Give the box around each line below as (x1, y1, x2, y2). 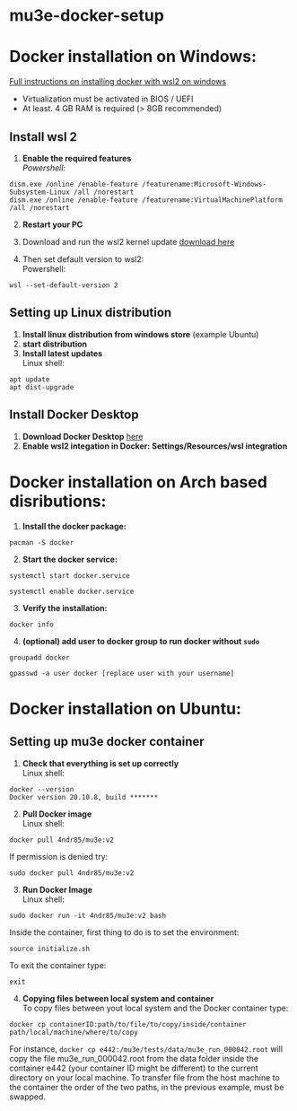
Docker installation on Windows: (9, 47, 258, 67)
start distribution (22, 338, 88, 349)
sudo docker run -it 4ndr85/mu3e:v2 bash (9, 911, 167, 920)
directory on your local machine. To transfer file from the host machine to (9, 1072, 280, 1082)
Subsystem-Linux (9, 188, 70, 197)
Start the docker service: (22, 554, 118, 564)
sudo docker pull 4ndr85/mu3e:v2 (9, 868, 135, 878)
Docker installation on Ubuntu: (9, 698, 242, 719)
